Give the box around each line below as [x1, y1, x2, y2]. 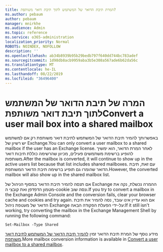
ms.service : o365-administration [5, 35, 74, 40]
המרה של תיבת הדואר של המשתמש [5, 97, 145, 109]
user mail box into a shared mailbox [5, 118, 153, 129]
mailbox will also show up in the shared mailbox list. [5, 171, 110, 177]
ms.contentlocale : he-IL [5, 67, 56, 72]
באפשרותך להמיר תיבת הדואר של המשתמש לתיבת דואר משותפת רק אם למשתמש [5, 134, 158, 141]
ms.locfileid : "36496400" [5, 76, 58, 81]
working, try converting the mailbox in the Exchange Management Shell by [5, 207, 157, 213]
